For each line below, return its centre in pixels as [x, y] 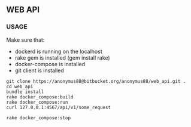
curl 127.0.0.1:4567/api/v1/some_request [59, 107]
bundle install [25, 92]
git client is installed [39, 70]
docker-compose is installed [50, 64]
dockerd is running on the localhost [59, 51]
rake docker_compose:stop [38, 118]
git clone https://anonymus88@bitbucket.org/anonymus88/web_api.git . [96, 81]
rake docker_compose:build [40, 97]
